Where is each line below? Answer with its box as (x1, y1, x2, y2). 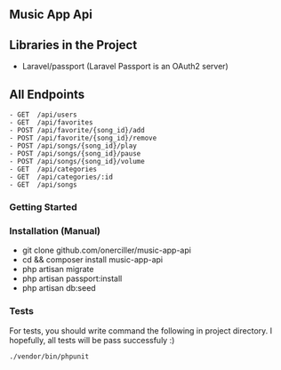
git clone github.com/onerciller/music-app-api (21, 245, 191, 256)
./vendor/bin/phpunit (9, 351, 90, 361)
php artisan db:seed (21, 283, 96, 294)
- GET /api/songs (9, 181, 77, 189)
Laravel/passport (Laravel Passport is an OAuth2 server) (21, 61, 229, 72)
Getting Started (9, 200, 77, 213)
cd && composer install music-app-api (21, 254, 163, 265)
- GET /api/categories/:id (9, 173, 114, 181)
